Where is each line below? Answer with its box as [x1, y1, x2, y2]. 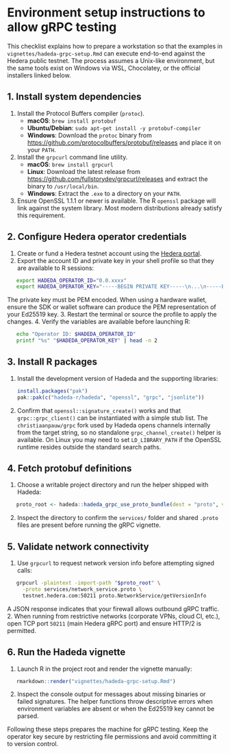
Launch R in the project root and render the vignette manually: [16, 665, 192, 673]
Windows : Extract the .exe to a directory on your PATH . [27, 189, 181, 197]
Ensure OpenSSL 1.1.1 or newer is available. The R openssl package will [16, 197, 216, 205]
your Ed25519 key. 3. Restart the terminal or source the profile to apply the [7, 310, 217, 319]
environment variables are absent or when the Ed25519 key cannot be [16, 704, 215, 713]
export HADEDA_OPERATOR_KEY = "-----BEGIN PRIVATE [16, 283, 157, 291]
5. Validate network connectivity [7, 541, 149, 552]
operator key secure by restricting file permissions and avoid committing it [7, 732, 217, 741]
